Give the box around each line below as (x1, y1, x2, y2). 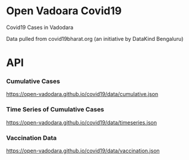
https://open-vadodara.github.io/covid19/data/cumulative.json (6, 91, 159, 98)
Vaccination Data (6, 133, 57, 142)
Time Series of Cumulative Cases (6, 105, 105, 114)
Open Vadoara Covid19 (6, 4, 122, 18)
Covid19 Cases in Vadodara (6, 24, 74, 31)
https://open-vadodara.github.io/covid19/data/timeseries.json (6, 119, 157, 126)
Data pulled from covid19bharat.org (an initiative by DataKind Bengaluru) (6, 35, 184, 42)
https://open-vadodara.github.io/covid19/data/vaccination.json (6, 147, 160, 155)
